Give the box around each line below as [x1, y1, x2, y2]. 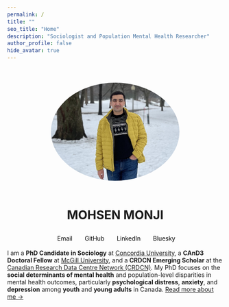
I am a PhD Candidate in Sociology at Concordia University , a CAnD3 [7, 249, 204, 257]
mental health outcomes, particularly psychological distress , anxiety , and [7, 278, 218, 286]
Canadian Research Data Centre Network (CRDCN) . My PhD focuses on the [7, 263, 221, 271]
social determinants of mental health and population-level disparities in [7, 271, 212, 279]
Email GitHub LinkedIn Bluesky [57, 234, 176, 243]
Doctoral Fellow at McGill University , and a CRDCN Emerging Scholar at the [7, 256, 223, 264]
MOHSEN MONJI [67, 207, 164, 223]
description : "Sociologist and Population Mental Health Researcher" [7, 33, 210, 40]
